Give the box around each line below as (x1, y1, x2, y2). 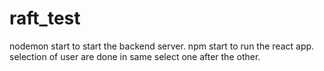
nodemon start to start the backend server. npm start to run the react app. (9, 40, 315, 52)
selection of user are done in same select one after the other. (9, 50, 261, 62)
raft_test (9, 7, 81, 30)
